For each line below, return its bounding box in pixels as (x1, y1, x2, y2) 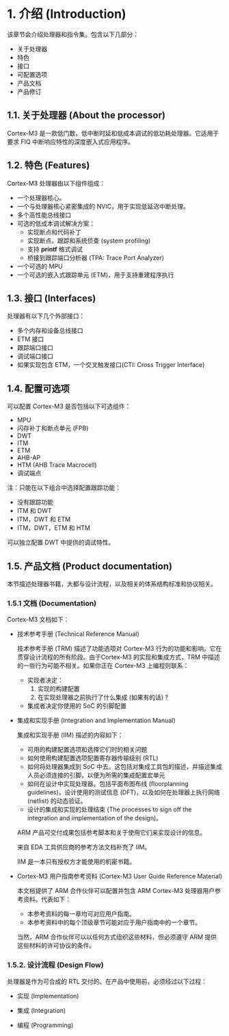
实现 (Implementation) (16, 991, 79, 1000)
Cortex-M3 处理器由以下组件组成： (7, 179, 106, 187)
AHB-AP (16, 453, 41, 462)
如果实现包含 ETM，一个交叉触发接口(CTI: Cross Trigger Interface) (16, 361, 205, 369)
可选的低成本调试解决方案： (16, 219, 96, 227)
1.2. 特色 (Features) (7, 160, 90, 171)
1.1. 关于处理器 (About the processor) (7, 110, 166, 121)
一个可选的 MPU (16, 262, 63, 270)
